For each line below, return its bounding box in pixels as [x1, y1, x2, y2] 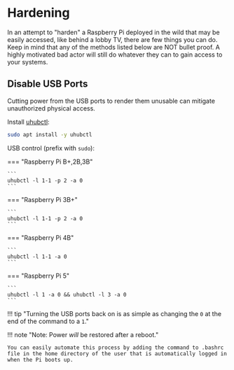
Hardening [7, 5, 70, 21]
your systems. [7, 57, 48, 66]
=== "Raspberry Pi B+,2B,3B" [7, 157, 93, 166]
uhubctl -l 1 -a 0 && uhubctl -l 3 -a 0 [7, 291, 128, 298]
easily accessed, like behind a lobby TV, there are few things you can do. [7, 35, 218, 43]
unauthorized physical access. [7, 104, 96, 113]
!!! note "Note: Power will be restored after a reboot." [7, 330, 159, 339]
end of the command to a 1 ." [7, 317, 90, 325]
